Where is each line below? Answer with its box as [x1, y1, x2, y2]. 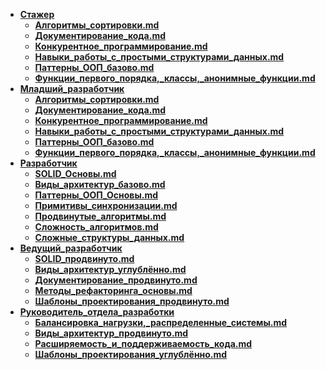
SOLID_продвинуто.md [34, 253, 135, 264]
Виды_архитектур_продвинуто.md [34, 327, 189, 339]
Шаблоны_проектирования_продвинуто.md [34, 295, 230, 307]
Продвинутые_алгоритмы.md [34, 210, 167, 222]
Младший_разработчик [19, 83, 125, 94]
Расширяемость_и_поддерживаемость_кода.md [34, 338, 253, 349]
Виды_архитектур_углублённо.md [34, 264, 187, 275]
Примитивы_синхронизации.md [34, 200, 178, 211]
